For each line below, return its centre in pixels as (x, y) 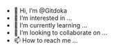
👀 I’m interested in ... (43, 18)
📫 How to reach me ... (46, 40)
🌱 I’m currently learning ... (50, 25)
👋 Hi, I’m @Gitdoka (40, 11)
